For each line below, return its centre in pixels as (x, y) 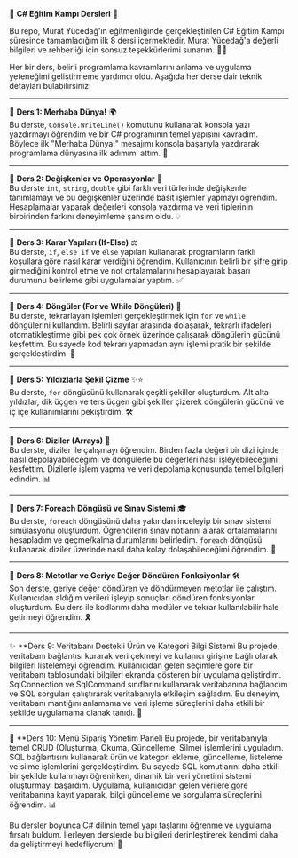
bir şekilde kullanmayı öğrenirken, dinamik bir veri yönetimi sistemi (130, 776)
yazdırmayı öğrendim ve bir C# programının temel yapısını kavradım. (134, 134)
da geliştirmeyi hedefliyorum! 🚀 (66, 844)
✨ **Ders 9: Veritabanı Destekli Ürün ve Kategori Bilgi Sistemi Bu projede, (145, 646)
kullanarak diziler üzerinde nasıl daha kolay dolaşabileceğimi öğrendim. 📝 (143, 549)
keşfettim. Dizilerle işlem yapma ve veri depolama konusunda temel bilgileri (146, 469)
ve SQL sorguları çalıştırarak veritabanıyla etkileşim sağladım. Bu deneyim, (145, 694)
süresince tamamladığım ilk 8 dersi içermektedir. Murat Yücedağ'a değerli (144, 40)
